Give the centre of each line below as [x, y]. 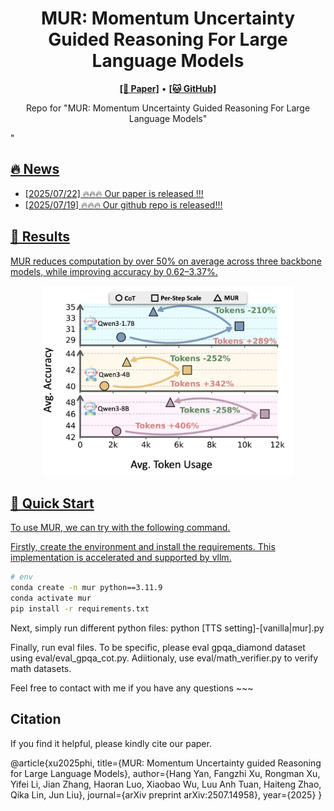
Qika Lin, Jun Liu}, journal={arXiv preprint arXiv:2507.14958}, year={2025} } [166, 794]
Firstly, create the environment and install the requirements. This [143, 547]
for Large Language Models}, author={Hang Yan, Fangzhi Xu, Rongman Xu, [165, 773]
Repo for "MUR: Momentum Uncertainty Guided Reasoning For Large [168, 108]
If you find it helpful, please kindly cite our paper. [111, 743]
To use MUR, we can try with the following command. [120, 528]
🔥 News [35, 169]
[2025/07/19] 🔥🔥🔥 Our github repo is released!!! [123, 204]
